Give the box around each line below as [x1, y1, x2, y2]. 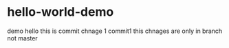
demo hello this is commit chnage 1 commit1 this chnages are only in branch [7, 27, 223, 35]
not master [7, 34, 38, 42]
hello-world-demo [7, 4, 114, 20]
